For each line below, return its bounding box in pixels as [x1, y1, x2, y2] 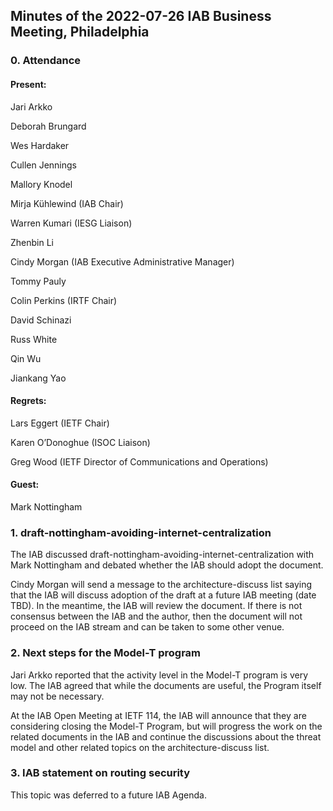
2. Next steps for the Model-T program [10, 646, 202, 660]
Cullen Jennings [10, 159, 77, 171]
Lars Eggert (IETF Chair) [10, 417, 110, 429]
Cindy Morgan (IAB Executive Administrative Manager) [10, 255, 235, 268]
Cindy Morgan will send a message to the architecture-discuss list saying [10, 579, 313, 591]
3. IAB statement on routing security [10, 766, 191, 780]
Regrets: [10, 395, 47, 407]
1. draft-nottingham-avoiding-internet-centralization [10, 525, 272, 539]
